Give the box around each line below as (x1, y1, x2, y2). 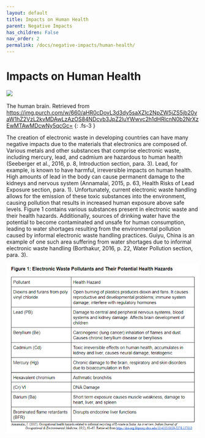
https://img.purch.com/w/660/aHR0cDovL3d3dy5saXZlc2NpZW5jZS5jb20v (6, 109, 198, 116)
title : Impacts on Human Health (6, 16, 89, 23)
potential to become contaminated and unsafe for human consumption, (6, 218, 185, 226)
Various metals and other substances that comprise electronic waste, (6, 147, 181, 154)
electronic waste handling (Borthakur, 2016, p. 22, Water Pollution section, (6, 244, 193, 252)
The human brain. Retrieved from (6, 102, 90, 110)
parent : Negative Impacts (6, 23, 72, 29)
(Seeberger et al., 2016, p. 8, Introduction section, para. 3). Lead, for (6, 159, 179, 167)
